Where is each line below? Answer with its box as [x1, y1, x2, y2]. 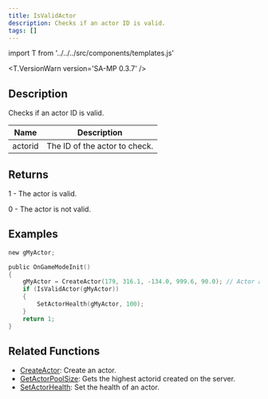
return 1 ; [22, 314, 56, 323]
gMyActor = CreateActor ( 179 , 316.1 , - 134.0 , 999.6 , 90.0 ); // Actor [22, 278, 255, 286]
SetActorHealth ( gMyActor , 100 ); [37, 300, 145, 308]
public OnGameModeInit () [8, 263, 91, 271]
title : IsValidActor [8, 11, 77, 20]
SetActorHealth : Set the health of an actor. [19, 382, 160, 392]
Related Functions [8, 344, 100, 358]
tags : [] [8, 26, 37, 34]
